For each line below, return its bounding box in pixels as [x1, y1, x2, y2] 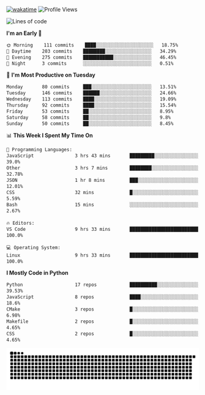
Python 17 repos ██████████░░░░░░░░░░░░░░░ [6, 282, 199, 288]
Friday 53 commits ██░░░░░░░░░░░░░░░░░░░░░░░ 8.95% [6, 108, 174, 115]
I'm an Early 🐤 [6, 29, 42, 37]
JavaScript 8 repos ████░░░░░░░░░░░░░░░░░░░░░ [6, 294, 199, 300]
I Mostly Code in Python [6, 269, 69, 276]
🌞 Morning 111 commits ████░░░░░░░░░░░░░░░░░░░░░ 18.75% [6, 42, 179, 48]
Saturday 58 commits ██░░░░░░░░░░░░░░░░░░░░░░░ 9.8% [6, 115, 171, 121]
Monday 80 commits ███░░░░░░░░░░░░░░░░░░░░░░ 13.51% [6, 84, 176, 90]
